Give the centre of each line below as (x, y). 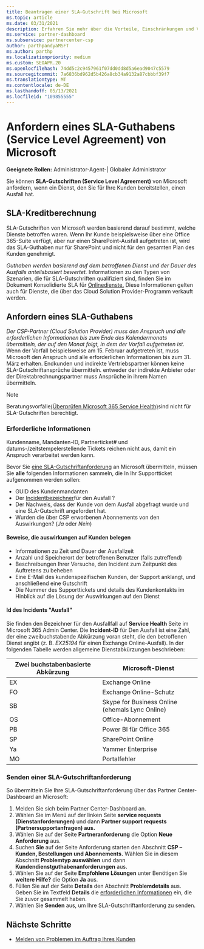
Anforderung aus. (38, 841)
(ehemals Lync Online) (134, 710)
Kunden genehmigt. (31, 253)
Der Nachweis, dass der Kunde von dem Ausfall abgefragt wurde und (102, 504)
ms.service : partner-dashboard (46, 35)
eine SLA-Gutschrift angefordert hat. (61, 510)
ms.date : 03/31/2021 (32, 23)
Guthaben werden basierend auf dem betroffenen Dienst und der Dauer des (101, 266)
